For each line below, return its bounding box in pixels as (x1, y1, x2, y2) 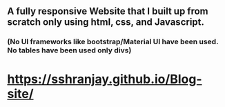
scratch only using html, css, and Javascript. (7, 17, 205, 28)
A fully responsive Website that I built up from (7, 6, 208, 17)
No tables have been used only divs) (7, 46, 132, 55)
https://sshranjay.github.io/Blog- (7, 71, 202, 87)
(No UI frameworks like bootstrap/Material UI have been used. (7, 37, 219, 47)
